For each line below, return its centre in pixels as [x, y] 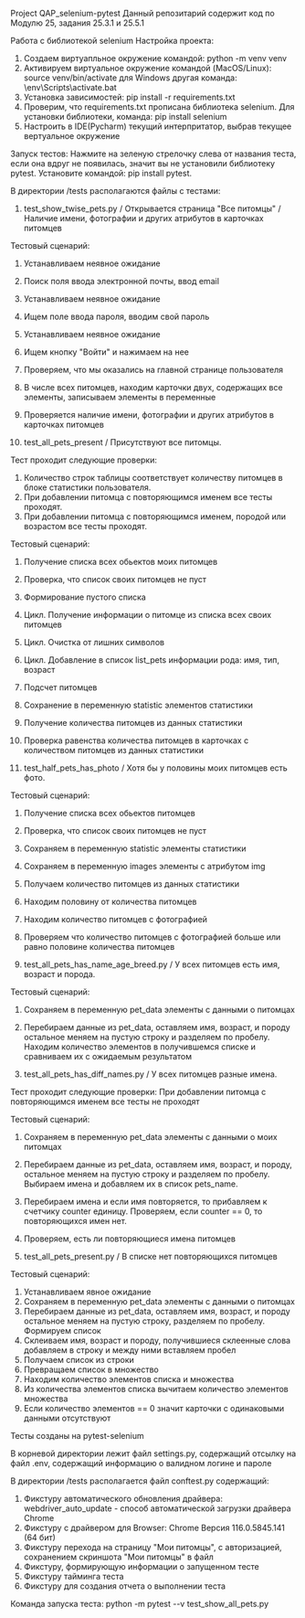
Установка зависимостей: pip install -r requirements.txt [129, 97]
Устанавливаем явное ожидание [87, 1292]
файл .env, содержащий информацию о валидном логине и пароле [141, 1463]
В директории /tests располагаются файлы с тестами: [116, 191]
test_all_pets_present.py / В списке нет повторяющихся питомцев [150, 1256]
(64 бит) [39, 1538]
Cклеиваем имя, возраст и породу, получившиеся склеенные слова [157, 1340]
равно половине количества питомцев [99, 947]
